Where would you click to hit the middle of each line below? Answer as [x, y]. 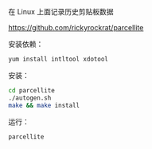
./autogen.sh [30, 98]
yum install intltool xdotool [58, 59]
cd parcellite [32, 90]
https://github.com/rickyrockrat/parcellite [76, 27]
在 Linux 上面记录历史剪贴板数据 [61, 12]
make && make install [44, 105]
